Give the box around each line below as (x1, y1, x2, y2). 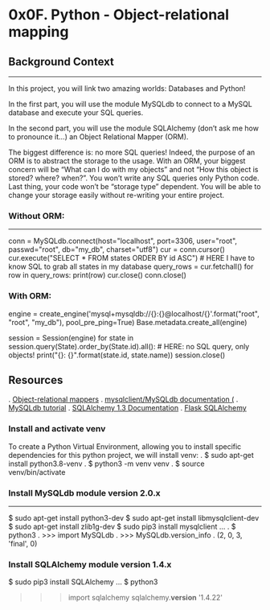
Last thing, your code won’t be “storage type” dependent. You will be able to (8, 182, 261, 191)
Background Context (8, 55, 114, 68)
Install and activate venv (8, 423, 106, 435)
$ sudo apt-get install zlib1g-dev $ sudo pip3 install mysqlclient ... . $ (8, 521, 236, 531)
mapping (8, 23, 69, 41)
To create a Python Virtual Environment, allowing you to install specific (8, 441, 242, 451)
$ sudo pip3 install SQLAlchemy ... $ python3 (8, 577, 158, 587)
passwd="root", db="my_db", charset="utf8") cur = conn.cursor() (8, 245, 225, 254)
